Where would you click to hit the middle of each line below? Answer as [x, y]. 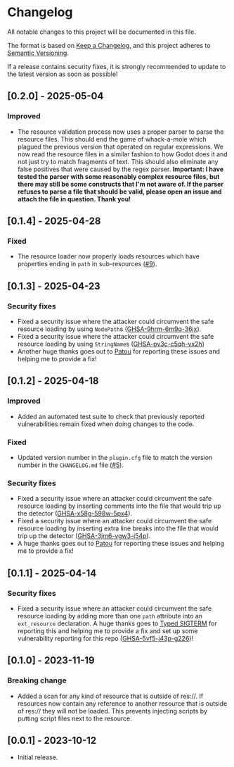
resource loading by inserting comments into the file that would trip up [119, 506]
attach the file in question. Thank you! [74, 199]
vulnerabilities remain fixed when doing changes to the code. [106, 424]
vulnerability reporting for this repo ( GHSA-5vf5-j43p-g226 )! [105, 638]
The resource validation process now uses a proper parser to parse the [121, 132]
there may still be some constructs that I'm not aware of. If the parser [120, 184]
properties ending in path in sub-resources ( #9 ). [87, 264]
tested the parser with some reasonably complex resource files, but [118, 176]
